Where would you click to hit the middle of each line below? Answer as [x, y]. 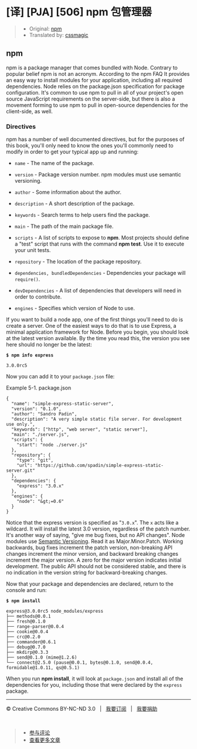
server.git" [21, 471]
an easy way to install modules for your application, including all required [94, 80]
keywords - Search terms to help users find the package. [82, 215]
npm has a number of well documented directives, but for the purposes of [95, 139]
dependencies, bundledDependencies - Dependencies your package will [100, 273]
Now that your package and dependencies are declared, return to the [90, 584]
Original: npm [45, 28]
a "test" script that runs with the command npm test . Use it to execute [99, 244]
